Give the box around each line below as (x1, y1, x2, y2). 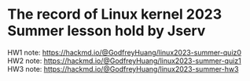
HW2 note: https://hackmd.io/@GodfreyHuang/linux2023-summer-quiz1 (7, 56, 241, 65)
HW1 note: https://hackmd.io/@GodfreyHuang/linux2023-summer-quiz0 (7, 48, 241, 57)
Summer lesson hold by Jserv (7, 22, 206, 40)
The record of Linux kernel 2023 (7, 5, 222, 23)
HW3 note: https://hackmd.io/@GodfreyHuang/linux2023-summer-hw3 (7, 64, 239, 73)
